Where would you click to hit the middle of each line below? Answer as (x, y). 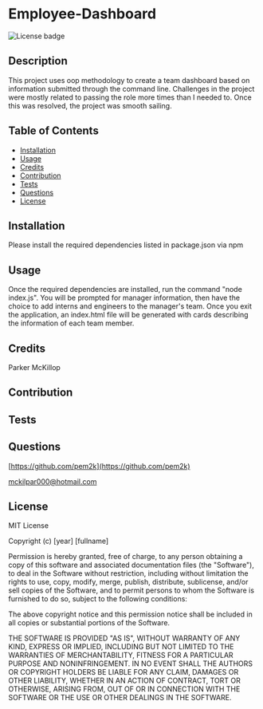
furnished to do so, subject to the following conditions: (98, 599)
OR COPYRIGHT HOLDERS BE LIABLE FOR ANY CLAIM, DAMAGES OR (124, 672)
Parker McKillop (35, 367)
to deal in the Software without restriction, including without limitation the (128, 573)
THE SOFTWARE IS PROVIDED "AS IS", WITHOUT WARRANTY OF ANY (124, 638)
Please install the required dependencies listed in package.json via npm (126, 245)
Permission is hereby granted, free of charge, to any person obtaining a (126, 557)
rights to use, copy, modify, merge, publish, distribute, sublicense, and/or (128, 582)
